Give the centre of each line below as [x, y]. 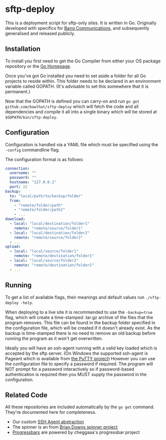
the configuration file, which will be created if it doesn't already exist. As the [83, 328]
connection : [17, 168]
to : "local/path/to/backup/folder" [46, 196]
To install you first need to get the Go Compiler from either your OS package [83, 61]
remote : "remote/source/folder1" [49, 228]
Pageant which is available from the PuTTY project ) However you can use [80, 358]
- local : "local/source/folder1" [44, 251]
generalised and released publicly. [40, 33]
